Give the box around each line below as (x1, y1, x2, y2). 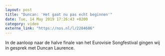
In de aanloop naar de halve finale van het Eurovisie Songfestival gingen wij (5, 39, 161, 45)
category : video (5, 21, 39, 26)
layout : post (5, 7, 32, 12)
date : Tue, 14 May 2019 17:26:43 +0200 (5, 16, 88, 21)
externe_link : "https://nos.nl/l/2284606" (5, 26, 95, 31)
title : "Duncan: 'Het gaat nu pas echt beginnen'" (5, 12, 113, 17)
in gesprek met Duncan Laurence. (5, 45, 75, 51)
